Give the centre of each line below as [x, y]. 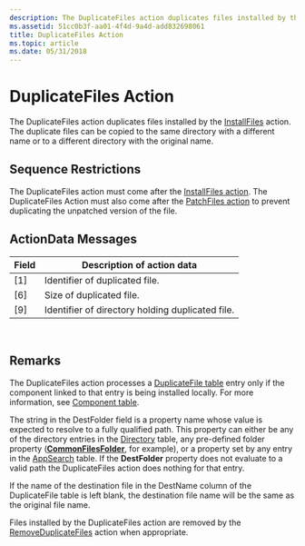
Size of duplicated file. [92, 294]
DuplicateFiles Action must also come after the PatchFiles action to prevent [150, 201]
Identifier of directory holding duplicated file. [139, 310]
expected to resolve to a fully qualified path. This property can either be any [152, 429]
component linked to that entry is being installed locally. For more [132, 392]
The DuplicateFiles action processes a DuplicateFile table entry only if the [147, 382]
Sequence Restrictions [75, 169]
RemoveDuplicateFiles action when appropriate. [99, 531]
